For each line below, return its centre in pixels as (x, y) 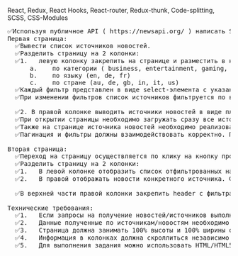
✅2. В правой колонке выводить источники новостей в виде (118, 112)
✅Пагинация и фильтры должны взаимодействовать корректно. (120, 134)
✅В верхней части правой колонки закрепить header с (109, 193)
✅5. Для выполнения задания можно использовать (103, 245)
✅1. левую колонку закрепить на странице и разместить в (120, 61)
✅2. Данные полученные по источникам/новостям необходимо (122, 223)
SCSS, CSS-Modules (38, 18)
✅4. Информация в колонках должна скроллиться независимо (122, 238)
